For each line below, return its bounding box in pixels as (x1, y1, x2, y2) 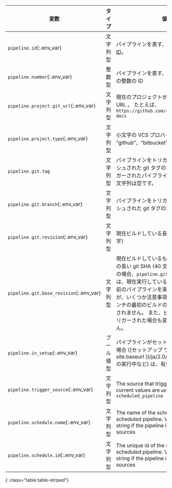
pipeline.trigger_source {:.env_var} (8, 386, 93, 393)
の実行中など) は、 (116, 360, 161, 368)
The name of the (116, 409, 156, 416)
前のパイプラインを (116, 286, 163, 293)
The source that (116, 380, 155, 387)
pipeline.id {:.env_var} (8, 44, 62, 51)
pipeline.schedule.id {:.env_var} (8, 451, 85, 459)
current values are (116, 387, 160, 393)
